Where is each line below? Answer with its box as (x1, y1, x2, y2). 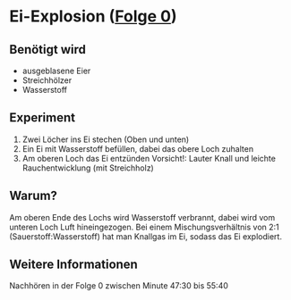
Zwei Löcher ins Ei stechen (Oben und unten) (21, 134, 190, 145)
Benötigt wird (9, 42, 87, 57)
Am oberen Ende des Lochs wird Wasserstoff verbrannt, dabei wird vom (9, 212, 276, 222)
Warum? (9, 188, 58, 204)
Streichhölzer (21, 75, 73, 86)
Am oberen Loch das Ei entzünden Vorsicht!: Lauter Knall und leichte (21, 153, 276, 163)
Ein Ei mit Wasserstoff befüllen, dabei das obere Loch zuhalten (21, 143, 253, 154)
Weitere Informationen (9, 257, 139, 272)
